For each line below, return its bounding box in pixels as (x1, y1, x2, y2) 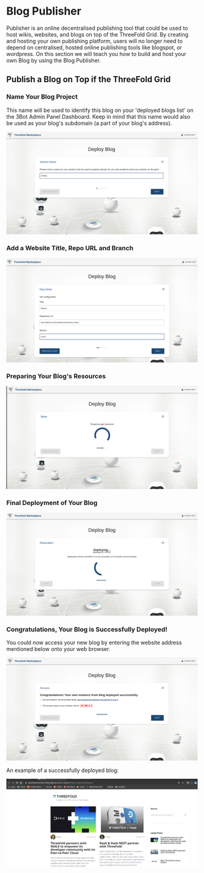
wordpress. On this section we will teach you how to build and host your (6, 50, 186, 57)
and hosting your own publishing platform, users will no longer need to (6, 37, 183, 44)
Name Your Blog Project (6, 92, 78, 101)
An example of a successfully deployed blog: (6, 767, 119, 774)
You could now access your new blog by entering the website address (6, 639, 182, 646)
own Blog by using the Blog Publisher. (6, 57, 101, 64)
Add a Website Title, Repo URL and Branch (6, 244, 134, 252)
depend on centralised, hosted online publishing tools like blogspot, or (6, 44, 182, 51)
